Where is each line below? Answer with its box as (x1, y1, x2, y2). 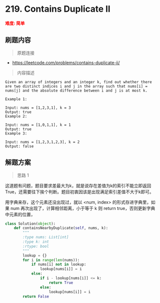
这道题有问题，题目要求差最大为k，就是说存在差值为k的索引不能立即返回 (5, 183, 152, 188)
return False (23, 294, 49, 299)
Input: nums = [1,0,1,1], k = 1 (5, 122, 71, 127)
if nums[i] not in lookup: (31, 262, 87, 267)
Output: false (5, 143, 34, 149)
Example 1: (5, 96, 27, 101)
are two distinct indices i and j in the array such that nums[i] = (5, 84, 148, 89)
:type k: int (23, 239, 49, 244)
